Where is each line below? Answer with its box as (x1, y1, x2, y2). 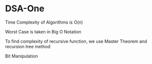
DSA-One (5, 3, 44, 14)
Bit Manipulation (5, 53, 38, 59)
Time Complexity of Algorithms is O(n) (5, 19, 83, 25)
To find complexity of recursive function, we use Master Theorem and (5, 38, 147, 44)
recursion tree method (5, 43, 51, 49)
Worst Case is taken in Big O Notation (5, 29, 81, 34)
